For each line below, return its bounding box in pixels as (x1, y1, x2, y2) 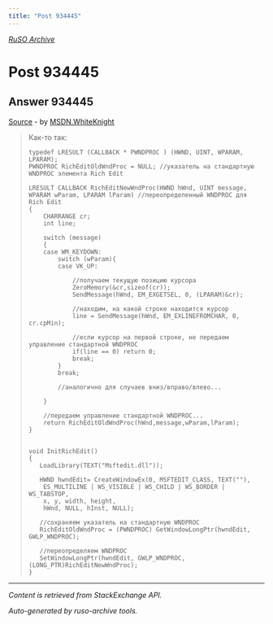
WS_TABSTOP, (28, 490, 69, 498)
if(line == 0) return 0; (71, 347, 157, 356)
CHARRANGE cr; (43, 212, 91, 220)
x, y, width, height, (43, 497, 116, 505)
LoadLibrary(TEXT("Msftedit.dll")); (39, 461, 164, 469)
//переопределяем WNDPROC (39, 547, 128, 555)
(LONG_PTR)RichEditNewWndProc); (28, 561, 138, 569)
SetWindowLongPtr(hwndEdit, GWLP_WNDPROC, (39, 554, 185, 562)
